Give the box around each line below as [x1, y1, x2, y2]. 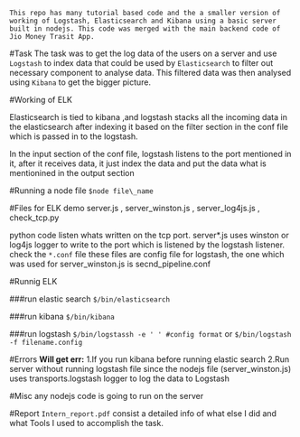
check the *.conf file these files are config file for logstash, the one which [9, 249, 285, 259]
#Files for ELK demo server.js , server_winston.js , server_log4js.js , [9, 203, 260, 213]
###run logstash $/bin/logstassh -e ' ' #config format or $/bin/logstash [9, 329, 292, 339]
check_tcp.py [9, 212, 60, 223]
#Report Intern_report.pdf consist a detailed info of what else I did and [9, 408, 277, 419]
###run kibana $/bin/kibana [9, 311, 115, 321]
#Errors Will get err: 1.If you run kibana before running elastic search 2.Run [9, 354, 290, 365]
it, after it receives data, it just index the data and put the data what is [9, 158, 267, 169]
